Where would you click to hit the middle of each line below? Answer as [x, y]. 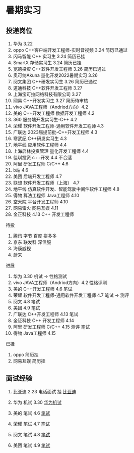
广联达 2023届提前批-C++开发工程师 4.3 [55, 132]
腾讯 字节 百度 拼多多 [35, 236]
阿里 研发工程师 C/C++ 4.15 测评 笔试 [51, 327]
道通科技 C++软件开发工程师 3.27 [48, 88]
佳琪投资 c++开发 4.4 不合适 [42, 157]
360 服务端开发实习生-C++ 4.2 [45, 120]
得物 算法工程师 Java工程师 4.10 [46, 195]
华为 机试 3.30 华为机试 [37, 402]
